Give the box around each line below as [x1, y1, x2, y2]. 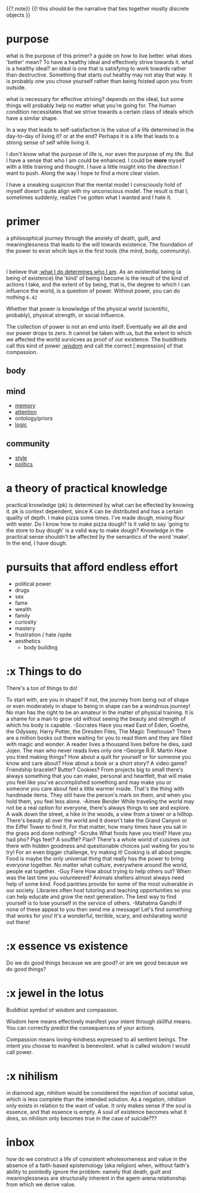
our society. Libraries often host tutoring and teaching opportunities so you [6, 886, 191, 893]
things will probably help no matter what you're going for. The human [6, 102, 176, 109]
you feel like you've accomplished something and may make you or [6, 779, 172, 786]
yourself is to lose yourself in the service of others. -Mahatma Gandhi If [6, 899, 182, 907]
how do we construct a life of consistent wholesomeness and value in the [6, 1155, 187, 1163]
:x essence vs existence [6, 939, 128, 953]
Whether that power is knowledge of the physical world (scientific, [6, 305, 170, 313]
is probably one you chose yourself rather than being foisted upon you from [6, 77, 193, 84]
